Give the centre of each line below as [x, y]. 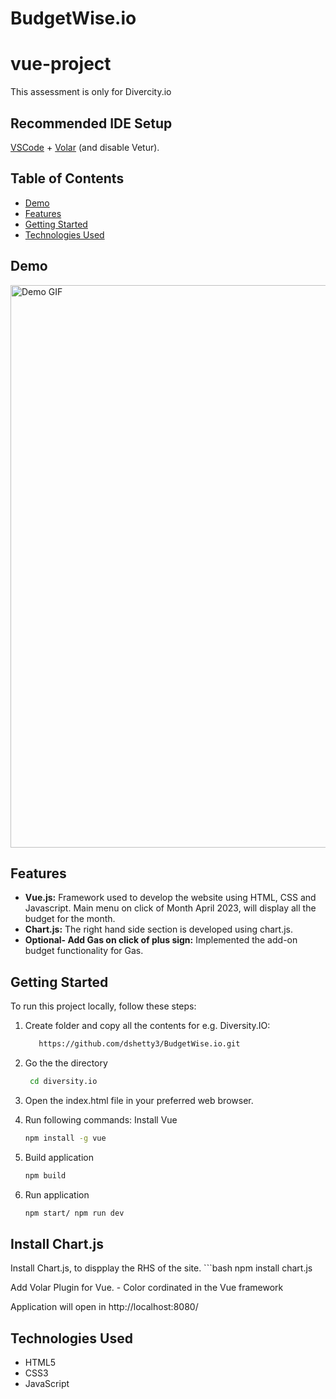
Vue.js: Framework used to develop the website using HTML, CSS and [170, 898]
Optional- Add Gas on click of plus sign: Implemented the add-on [161, 940]
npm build [45, 1175]
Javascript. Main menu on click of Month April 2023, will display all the [170, 908]
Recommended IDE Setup [91, 123]
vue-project [61, 64]
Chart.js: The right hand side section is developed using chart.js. [158, 929]
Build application [59, 1157]
